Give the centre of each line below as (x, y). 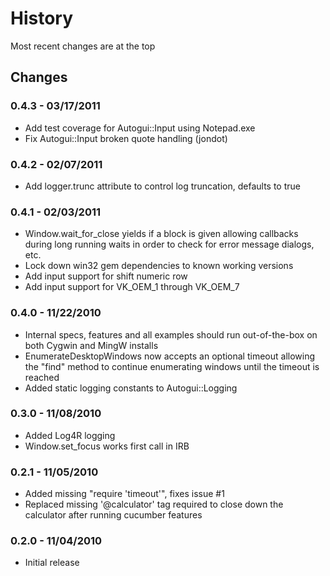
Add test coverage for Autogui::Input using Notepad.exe (140, 128)
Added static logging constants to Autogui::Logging (131, 388)
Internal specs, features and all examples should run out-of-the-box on (171, 334)
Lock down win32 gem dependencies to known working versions (159, 266)
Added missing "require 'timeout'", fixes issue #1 (124, 494)
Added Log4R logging (70, 435)
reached (42, 377)
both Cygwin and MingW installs (91, 345)
